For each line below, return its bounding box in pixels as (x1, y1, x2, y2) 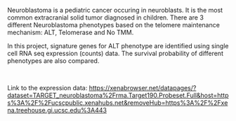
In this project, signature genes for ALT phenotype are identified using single (7, 42, 229, 50)
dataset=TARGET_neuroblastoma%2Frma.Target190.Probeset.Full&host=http (7, 91, 229, 99)
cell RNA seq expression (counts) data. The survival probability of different (7, 49, 223, 57)
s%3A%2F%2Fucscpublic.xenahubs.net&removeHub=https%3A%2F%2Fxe (7, 99, 228, 107)
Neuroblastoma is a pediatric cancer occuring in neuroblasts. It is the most (7, 6, 223, 14)
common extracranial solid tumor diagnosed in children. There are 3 (7, 13, 204, 22)
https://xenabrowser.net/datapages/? (88, 84, 197, 92)
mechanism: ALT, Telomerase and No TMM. (7, 28, 134, 36)
